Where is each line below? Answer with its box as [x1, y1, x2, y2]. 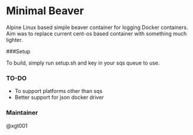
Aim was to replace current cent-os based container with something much [6, 30, 187, 37]
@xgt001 [6, 122, 28, 129]
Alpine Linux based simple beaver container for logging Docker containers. [6, 24, 188, 31]
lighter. [6, 36, 23, 43]
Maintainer [6, 108, 38, 117]
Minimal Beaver [6, 4, 84, 18]
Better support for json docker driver [14, 94, 104, 101]
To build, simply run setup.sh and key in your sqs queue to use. [6, 59, 160, 66]
